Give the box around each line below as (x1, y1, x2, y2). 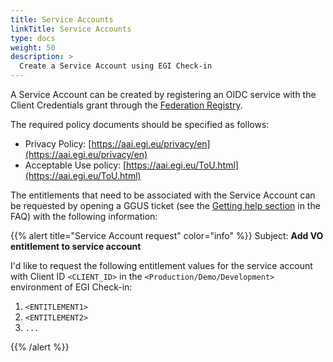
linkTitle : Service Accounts (10, 24, 132, 34)
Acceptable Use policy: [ (24, 159, 127, 171)
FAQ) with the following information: (10, 211, 158, 222)
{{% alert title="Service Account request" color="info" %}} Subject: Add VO (10, 230, 324, 241)
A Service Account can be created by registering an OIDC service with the (10, 89, 317, 100)
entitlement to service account (10, 241, 142, 252)
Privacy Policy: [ (24, 138, 92, 150)
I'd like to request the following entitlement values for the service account (10, 260, 313, 271)
